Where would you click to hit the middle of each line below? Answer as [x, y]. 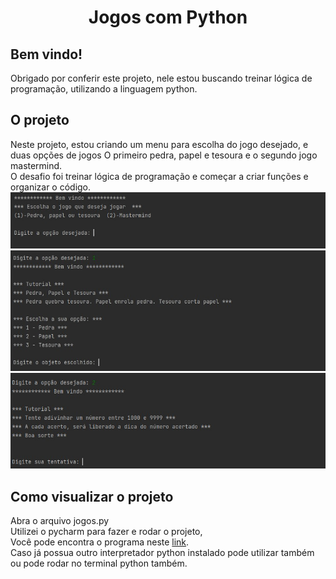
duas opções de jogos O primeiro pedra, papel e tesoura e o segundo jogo [164, 155]
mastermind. [36, 165]
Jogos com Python [168, 17]
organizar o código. [51, 187]
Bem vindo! [46, 54]
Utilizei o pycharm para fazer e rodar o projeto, [106, 532]
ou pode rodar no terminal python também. [99, 563]
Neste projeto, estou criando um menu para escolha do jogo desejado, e [159, 144]
